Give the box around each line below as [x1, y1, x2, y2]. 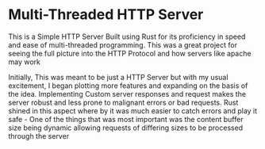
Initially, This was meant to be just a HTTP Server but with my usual [8, 72, 229, 82]
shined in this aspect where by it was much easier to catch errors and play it [8, 105, 258, 116]
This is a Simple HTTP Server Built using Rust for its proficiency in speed [8, 32, 246, 41]
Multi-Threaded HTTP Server [8, 6, 204, 24]
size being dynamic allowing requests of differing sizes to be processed [8, 123, 244, 132]
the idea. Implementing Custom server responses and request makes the [8, 89, 247, 98]
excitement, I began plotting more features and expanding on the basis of [8, 81, 248, 90]
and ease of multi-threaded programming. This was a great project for [8, 40, 238, 49]
